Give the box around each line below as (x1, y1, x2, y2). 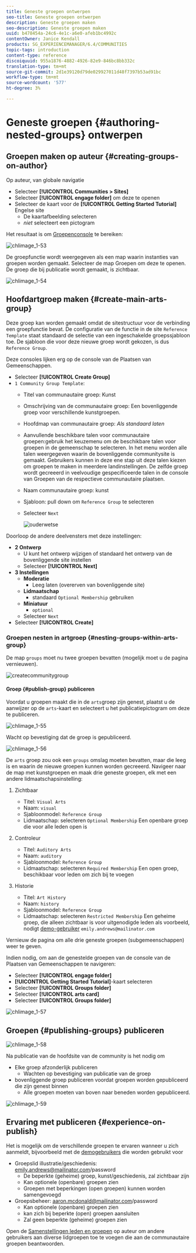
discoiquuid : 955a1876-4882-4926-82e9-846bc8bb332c (6, 58, 135, 64)
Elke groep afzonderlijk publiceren (14, 1064, 98, 1070)
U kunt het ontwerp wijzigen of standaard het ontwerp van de (23, 550, 173, 557)
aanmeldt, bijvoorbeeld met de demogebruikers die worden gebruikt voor (6, 1148, 184, 1155)
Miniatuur (23, 600, 48, 607)
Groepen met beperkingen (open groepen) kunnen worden (23, 1185, 165, 1192)
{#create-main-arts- (90, 294, 167, 304)
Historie (14, 883, 34, 890)
